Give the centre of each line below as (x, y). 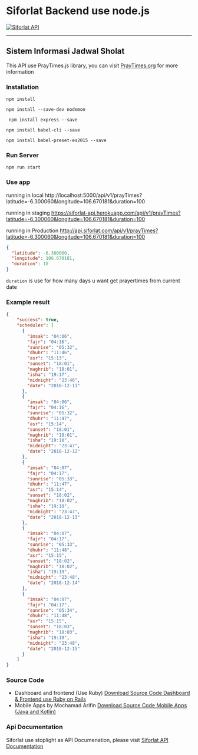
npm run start (24, 167)
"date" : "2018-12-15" (54, 649)
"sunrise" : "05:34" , (52, 610)
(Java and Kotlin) (35, 712)
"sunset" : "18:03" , (51, 627)
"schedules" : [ (35, 325)
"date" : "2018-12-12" (54, 451)
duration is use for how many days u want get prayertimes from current (93, 281)
